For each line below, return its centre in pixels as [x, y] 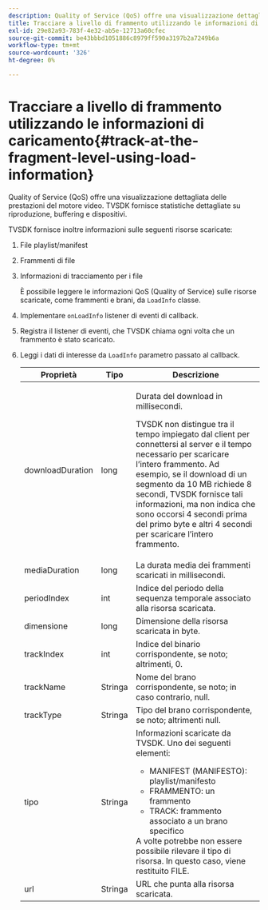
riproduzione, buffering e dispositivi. [68, 214]
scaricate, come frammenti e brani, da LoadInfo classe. [110, 300]
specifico [167, 831]
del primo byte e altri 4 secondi [194, 524]
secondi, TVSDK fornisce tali [189, 494]
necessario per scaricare [182, 454]
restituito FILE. [162, 871]
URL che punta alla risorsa [185, 884]
